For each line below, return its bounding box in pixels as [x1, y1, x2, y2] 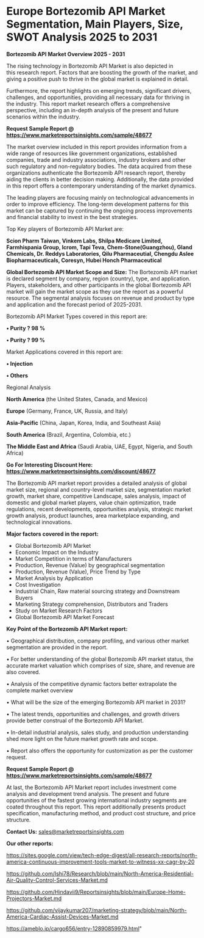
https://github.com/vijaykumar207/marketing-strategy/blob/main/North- [6, 906, 187, 914]
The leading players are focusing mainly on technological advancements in [6, 194, 194, 201]
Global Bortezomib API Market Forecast [15, 613, 114, 620]
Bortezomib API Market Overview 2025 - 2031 [6, 50, 125, 57]
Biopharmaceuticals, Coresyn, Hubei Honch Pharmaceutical [6, 256, 162, 264]
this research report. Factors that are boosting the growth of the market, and [6, 68, 198, 76]
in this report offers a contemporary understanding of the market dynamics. [6, 182, 196, 189]
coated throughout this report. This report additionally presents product [6, 803, 186, 810]
